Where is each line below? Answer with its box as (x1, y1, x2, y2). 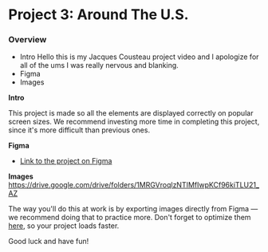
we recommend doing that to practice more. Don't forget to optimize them (8, 213, 251, 222)
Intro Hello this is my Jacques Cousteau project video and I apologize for (19, 52, 259, 61)
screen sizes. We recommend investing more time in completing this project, (8, 117, 260, 127)
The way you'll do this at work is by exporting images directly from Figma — (8, 204, 258, 214)
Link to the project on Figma (19, 156, 112, 166)
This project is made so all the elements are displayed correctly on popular (8, 108, 254, 118)
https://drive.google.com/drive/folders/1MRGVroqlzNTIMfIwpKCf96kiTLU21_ (8, 180, 260, 190)
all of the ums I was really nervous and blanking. (19, 61, 179, 70)
